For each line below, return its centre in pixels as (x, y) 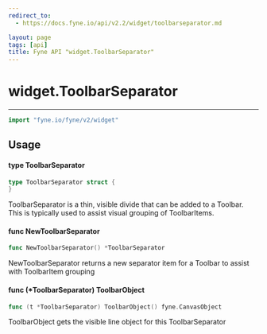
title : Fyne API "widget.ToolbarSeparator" (81, 52)
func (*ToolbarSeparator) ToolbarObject (77, 289)
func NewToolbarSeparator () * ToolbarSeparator (87, 248)
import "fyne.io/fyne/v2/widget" (64, 120)
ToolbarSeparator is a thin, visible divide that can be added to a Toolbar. (126, 204)
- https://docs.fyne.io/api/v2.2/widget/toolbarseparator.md (119, 23)
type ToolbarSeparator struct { (62, 182)
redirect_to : (30, 16)
